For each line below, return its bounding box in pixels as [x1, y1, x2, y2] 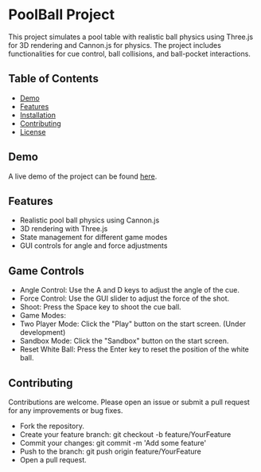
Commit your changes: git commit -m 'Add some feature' [19, 439, 207, 447]
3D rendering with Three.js [19, 224, 108, 234]
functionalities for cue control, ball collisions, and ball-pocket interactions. [8, 49, 251, 58]
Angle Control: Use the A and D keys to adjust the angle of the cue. [19, 285, 240, 295]
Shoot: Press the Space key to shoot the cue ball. [19, 302, 181, 312]
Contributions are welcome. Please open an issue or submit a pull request [8, 397, 251, 407]
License [19, 127, 46, 136]
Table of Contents [8, 72, 99, 85]
